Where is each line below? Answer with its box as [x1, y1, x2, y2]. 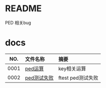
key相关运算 [58, 65, 86, 72]
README [5, 3, 42, 14]
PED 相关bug [5, 20, 31, 25]
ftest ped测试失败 [58, 74, 99, 81]
